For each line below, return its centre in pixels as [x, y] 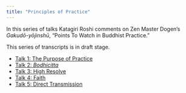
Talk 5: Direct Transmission [49, 84]
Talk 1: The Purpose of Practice [54, 58]
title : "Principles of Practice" [48, 12]
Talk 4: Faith [30, 77]
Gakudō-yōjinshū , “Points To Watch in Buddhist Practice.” [78, 35]
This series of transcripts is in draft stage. [58, 47]
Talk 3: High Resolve [40, 71]
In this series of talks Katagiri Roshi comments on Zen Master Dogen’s [93, 29]
